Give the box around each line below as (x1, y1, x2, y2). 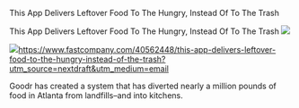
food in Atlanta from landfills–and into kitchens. (9, 90, 183, 101)
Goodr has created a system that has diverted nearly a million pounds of (9, 80, 277, 91)
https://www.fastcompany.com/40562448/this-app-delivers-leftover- (18, 45, 277, 54)
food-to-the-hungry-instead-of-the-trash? (9, 54, 166, 64)
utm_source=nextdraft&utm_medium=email (9, 63, 169, 74)
